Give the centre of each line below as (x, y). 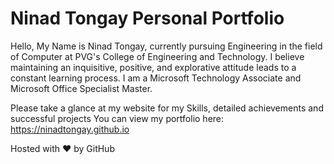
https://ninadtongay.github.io (70, 129)
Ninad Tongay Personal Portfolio (147, 18)
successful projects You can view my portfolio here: (117, 118)
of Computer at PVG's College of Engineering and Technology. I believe (157, 56)
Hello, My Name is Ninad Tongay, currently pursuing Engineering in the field (166, 46)
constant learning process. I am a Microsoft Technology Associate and (156, 78)
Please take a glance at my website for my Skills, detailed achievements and (167, 108)
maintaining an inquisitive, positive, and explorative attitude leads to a (153, 67)
